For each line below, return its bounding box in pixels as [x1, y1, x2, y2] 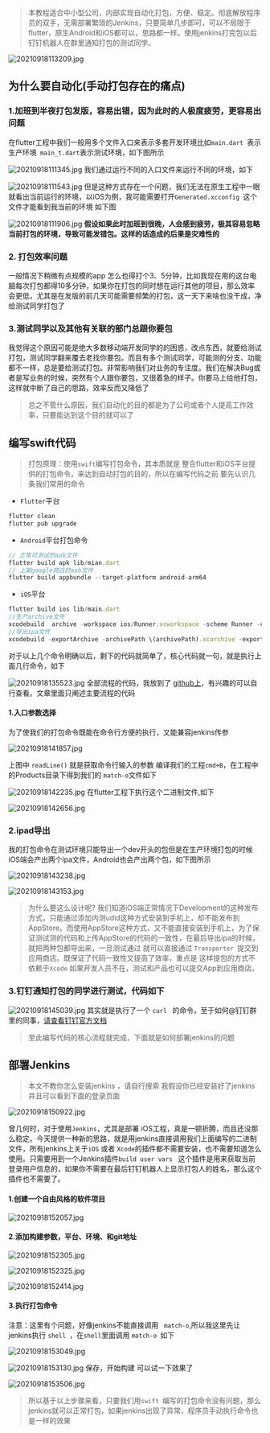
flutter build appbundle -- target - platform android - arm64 [8, 574, 207, 582]
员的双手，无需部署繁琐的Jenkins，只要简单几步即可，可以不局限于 [27, 18, 252, 27]
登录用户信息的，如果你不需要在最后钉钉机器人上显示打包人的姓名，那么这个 [8, 1164, 262, 1174]
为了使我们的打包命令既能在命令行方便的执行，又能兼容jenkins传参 [8, 727, 229, 737]
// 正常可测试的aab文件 [8, 551, 79, 559]
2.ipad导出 [8, 825, 51, 836]
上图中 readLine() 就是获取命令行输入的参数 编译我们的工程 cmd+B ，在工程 [8, 760, 252, 769]
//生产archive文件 [8, 613, 65, 621]
